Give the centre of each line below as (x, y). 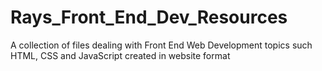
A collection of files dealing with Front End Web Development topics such (161, 45)
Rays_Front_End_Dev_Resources (149, 17)
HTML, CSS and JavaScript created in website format (120, 55)
